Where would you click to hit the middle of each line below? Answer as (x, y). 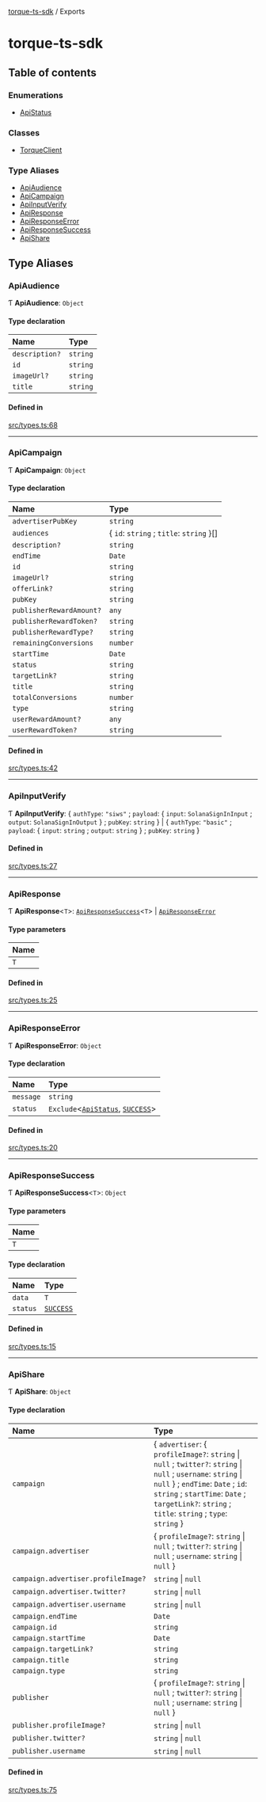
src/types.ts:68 (33, 425)
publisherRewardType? (53, 632)
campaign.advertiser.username (69, 1604)
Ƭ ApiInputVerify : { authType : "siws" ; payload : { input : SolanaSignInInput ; (130, 813)
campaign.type (39, 1671)
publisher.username (49, 1751)
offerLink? (32, 589)
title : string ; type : (191, 1513)
